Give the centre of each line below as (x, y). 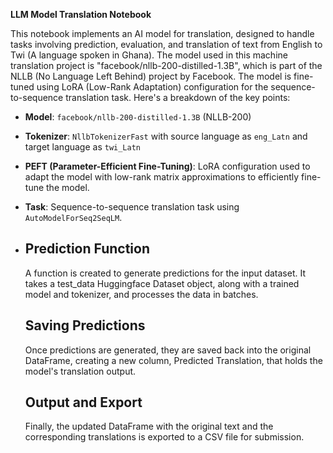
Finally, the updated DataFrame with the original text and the (149, 426)
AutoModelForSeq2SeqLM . (73, 217)
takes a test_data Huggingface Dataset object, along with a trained (162, 283)
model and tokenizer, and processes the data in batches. (141, 294)
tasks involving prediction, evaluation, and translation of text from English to (166, 44)
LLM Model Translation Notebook (81, 14)
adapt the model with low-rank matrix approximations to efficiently (162, 177)
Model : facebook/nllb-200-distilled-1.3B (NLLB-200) (138, 117)
